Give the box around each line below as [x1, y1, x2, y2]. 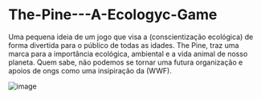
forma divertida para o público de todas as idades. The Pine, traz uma [8, 40, 239, 49]
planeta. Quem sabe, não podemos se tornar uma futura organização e [8, 57, 243, 67]
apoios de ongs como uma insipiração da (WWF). [8, 65, 173, 75]
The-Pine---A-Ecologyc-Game [8, 6, 218, 24]
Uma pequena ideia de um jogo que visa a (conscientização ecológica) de [8, 32, 254, 42]
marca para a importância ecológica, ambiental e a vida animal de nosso [8, 49, 248, 58]
